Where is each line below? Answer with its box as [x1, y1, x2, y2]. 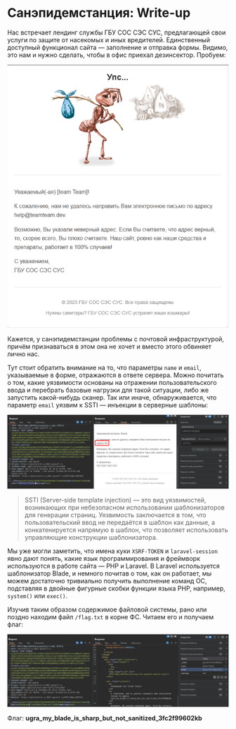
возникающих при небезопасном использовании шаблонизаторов [24, 503, 225, 512]
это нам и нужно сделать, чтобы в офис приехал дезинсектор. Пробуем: [7, 51, 226, 59]
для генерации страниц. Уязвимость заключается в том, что [24, 511, 206, 519]
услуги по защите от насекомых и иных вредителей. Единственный [7, 35, 211, 44]
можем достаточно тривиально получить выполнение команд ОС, [7, 577, 207, 585]
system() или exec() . [7, 592, 68, 600]
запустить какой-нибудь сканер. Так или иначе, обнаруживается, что [7, 393, 217, 402]
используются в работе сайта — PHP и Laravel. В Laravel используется [7, 562, 220, 571]
